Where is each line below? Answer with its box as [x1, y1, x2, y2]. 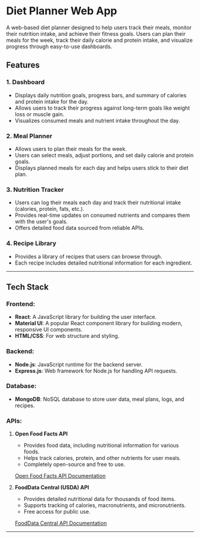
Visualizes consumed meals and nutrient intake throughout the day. [14, 117, 180, 124]
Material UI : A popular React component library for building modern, [14, 320, 183, 327]
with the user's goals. [14, 218, 68, 225]
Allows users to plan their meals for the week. [14, 145, 127, 153]
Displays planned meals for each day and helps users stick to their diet [14, 164, 189, 171]
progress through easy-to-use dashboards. [6, 43, 112, 50]
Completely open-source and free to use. [23, 461, 126, 468]
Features [6, 60, 40, 70]
